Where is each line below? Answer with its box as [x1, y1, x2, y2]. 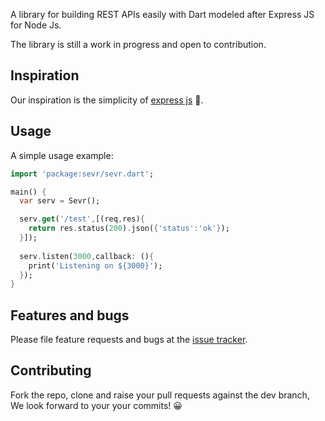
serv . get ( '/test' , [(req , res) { [19, 214, 145, 224]
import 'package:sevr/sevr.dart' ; [10, 169, 155, 179]
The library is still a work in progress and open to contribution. [10, 39, 267, 50]
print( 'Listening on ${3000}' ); [28, 260, 163, 271]
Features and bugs [10, 307, 130, 324]
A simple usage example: [10, 149, 114, 161]
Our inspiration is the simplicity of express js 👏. [10, 94, 204, 106]
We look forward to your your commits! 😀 [10, 399, 183, 411]
